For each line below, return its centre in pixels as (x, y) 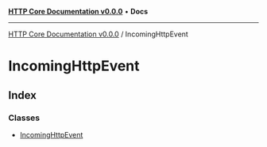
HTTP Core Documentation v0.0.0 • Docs (78, 11)
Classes (24, 118)
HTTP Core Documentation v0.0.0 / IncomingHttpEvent (98, 34)
